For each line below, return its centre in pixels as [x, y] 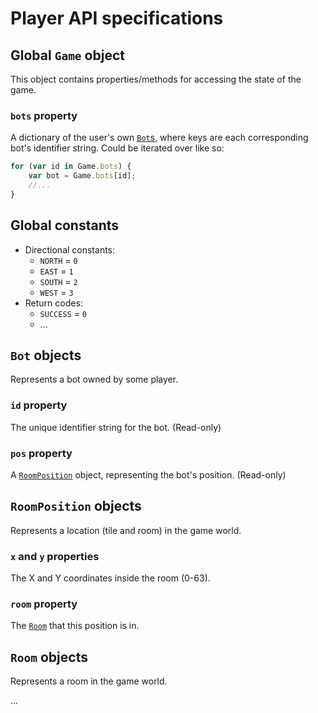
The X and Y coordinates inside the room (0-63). [110, 578]
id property [39, 405]
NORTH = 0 [58, 260]
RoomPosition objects [76, 506]
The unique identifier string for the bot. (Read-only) [116, 427]
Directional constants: [70, 249]
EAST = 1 [56, 271]
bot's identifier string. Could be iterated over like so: [117, 148]
